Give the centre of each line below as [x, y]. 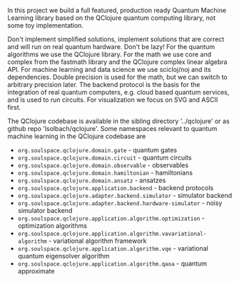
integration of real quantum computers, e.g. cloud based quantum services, [118, 92]
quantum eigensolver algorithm [63, 256]
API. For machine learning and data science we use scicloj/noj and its [110, 69]
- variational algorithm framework [98, 241]
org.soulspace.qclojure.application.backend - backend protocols [116, 188]
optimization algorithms [52, 226]
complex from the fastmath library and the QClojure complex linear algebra [117, 62]
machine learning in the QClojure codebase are [77, 136]
